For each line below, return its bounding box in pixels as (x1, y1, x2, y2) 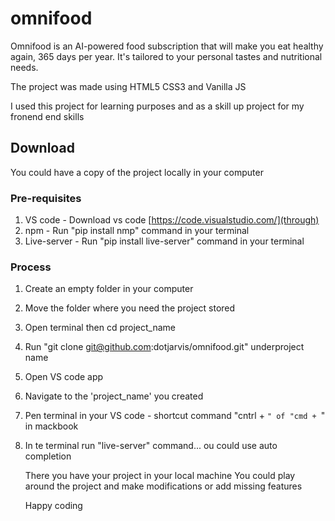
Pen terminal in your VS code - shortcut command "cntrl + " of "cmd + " (24, 410, 326, 422)
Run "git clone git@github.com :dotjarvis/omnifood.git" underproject (24, 341, 305, 353)
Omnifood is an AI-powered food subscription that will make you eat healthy (10, 40, 324, 52)
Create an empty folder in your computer (24, 283, 194, 295)
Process (10, 260, 52, 274)
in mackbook (24, 420, 79, 432)
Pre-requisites (10, 191, 82, 205)
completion (24, 450, 72, 462)
